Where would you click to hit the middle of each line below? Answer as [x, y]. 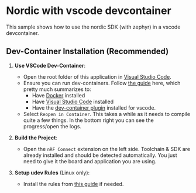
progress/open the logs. [52, 126]
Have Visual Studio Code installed [73, 101]
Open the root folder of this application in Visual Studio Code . [97, 76]
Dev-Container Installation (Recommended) [87, 52]
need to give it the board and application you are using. [90, 161]
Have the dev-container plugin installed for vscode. [94, 108]
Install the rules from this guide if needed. [73, 184]
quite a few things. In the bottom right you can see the [88, 120]
